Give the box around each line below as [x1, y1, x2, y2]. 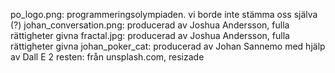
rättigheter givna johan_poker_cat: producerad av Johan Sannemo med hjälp [10, 40, 326, 52]
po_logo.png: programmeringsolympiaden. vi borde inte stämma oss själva [10, 9, 318, 20]
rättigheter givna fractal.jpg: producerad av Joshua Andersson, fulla [10, 30, 290, 41]
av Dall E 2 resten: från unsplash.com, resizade [10, 51, 205, 63]
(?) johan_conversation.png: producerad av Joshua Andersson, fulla [10, 19, 290, 31]
